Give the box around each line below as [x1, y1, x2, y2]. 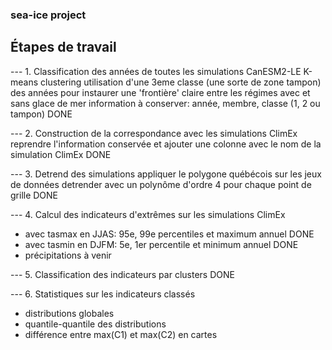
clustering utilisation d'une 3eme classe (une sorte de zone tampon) [40, 76, 322, 88]
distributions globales [24, 307, 115, 319]
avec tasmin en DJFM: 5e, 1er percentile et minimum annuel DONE [24, 238, 299, 250]
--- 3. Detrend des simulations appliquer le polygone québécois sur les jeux [10, 168, 322, 180]
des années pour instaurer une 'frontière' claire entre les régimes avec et [10, 86, 311, 98]
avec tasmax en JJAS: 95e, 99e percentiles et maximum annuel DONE [24, 228, 315, 240]
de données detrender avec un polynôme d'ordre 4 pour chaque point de [10, 178, 312, 190]
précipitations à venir [24, 249, 112, 261]
